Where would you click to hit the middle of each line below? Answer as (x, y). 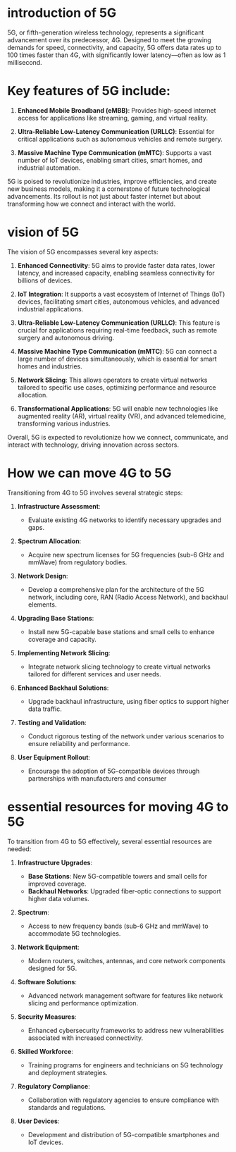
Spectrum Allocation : (49, 541)
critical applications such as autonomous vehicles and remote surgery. (120, 139)
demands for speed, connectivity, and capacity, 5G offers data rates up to (114, 47)
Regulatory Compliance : (54, 1086)
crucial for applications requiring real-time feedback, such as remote (117, 330)
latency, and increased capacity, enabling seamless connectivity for (116, 273)
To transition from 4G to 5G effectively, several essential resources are (110, 841)
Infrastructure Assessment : (59, 506)
